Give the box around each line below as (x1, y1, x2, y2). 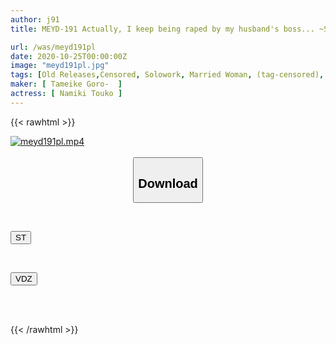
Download (138, 176, 198, 191)
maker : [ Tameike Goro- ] (10, 79, 123, 90)
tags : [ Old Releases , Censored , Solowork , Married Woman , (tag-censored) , (10, 70, 325, 80)
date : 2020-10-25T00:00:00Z (10, 51, 128, 61)
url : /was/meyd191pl (10, 42, 97, 52)
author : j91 (10, 14, 60, 25)
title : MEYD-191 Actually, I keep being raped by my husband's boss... (10, 24, 315, 34)
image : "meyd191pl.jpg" (10, 61, 110, 71)
